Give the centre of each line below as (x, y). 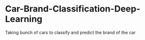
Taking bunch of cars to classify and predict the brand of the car (71, 32)
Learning (24, 19)
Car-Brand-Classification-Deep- (73, 9)
